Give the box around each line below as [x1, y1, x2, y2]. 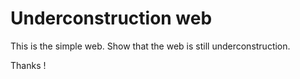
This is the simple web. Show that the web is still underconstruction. [10, 40, 291, 52]
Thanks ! [10, 59, 47, 71]
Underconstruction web [10, 7, 213, 30]
